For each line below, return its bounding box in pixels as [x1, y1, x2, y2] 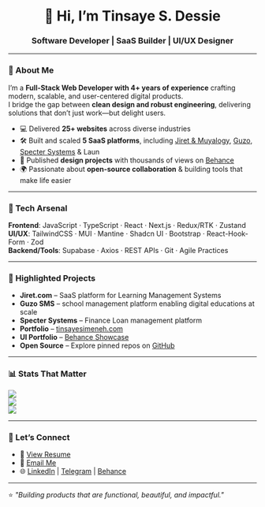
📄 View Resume [19, 449, 71, 459]
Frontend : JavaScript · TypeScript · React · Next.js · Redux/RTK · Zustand [8, 221, 246, 230]
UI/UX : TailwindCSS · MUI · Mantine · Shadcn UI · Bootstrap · [8, 229, 205, 239]
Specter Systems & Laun [19, 147, 100, 156]
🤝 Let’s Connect [8, 431, 70, 442]
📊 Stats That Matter [8, 368, 87, 379]
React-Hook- [206, 229, 248, 239]
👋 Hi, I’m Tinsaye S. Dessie [44, 7, 221, 25]
